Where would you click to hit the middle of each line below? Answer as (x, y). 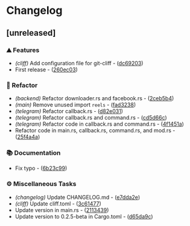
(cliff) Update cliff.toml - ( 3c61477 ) (58, 204)
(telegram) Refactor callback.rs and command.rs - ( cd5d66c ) (91, 118)
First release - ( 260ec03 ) (46, 69)
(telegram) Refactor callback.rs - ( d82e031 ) (69, 111)
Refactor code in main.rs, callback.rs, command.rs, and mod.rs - (95, 131)
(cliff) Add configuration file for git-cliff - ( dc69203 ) (79, 63)
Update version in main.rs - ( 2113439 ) (62, 210)
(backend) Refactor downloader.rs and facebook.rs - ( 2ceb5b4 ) (94, 98)
